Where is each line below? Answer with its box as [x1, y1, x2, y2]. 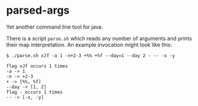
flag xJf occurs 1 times [6, 63, 68, 69]
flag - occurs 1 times [6, 89, 63, 95]
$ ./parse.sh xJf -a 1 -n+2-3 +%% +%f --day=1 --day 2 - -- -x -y [6, 52, 175, 58]
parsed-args [6, 4, 70, 17]
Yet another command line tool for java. [6, 23, 103, 30]
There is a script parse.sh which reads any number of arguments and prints [6, 35, 193, 42]
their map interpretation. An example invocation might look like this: [6, 41, 172, 48]
